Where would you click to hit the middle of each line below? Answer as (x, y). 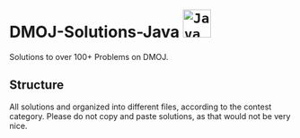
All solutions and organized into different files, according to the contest (141, 107)
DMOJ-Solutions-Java (94, 32)
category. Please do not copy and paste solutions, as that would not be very (150, 116)
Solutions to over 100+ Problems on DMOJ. (89, 56)
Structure (37, 85)
